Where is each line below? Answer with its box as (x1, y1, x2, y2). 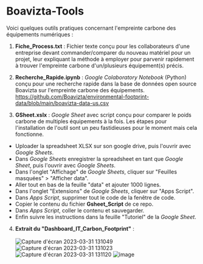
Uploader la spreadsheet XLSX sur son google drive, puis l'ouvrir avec (15, 142, 191, 149)
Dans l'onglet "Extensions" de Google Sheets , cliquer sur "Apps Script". (15, 187, 194, 195)
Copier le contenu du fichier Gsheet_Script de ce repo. (15, 200, 154, 208)
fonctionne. (15, 130, 44, 138)
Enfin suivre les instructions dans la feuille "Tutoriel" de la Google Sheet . (15, 213, 196, 220)
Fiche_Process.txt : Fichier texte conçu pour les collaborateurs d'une (15, 42, 190, 50)
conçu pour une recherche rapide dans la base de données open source (15, 80, 197, 87)
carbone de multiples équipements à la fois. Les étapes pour (15, 117, 167, 125)
